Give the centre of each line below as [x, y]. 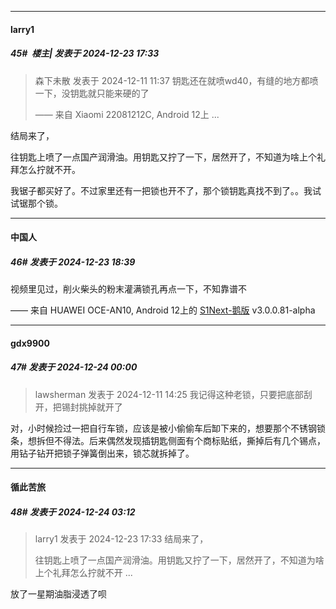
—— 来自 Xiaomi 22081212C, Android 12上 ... [127, 114]
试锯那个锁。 [36, 203]
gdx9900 [30, 343]
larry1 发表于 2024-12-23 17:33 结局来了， [121, 539]
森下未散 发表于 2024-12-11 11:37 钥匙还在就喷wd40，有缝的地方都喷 [176, 80]
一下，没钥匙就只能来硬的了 [92, 93]
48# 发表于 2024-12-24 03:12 [73, 512]
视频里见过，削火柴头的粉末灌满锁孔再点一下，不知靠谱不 [128, 289]
